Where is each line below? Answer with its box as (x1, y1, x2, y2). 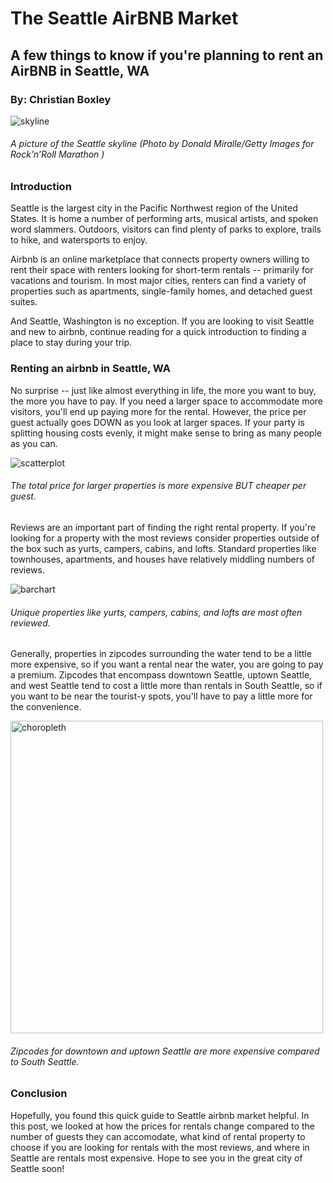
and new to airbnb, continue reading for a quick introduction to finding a (10, 326, 307, 338)
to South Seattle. (10, 1055, 80, 1067)
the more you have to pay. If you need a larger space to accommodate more (10, 395, 324, 407)
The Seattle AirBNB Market (10, 7, 239, 30)
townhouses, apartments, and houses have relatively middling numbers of (10, 553, 315, 565)
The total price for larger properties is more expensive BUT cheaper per (10, 480, 307, 492)
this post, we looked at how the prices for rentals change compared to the (10, 1120, 315, 1132)
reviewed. (10, 617, 51, 629)
